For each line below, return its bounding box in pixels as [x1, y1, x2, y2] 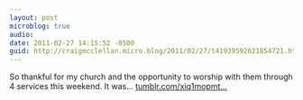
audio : [9, 30, 34, 39]
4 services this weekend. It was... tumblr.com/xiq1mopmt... [9, 81, 228, 92]
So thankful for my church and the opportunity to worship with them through [9, 71, 293, 82]
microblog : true [9, 22, 70, 31]
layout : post [9, 13, 59, 23]
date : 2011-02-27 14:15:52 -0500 [9, 38, 135, 48]
